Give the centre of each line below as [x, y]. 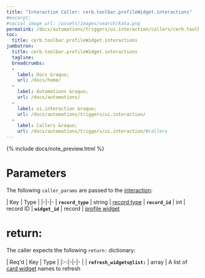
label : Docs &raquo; [43, 75]
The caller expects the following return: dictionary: [71, 250]
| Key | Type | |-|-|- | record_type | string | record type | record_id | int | [96, 202]
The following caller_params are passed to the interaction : [80, 190]
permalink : [20, 29]
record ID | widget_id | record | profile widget [63, 208]
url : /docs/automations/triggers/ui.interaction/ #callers [92, 131]
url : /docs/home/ [39, 80]
